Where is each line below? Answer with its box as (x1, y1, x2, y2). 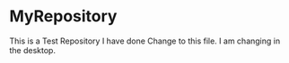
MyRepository (9, 6, 118, 27)
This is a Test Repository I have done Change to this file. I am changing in (9, 35, 281, 46)
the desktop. (9, 44, 57, 55)
